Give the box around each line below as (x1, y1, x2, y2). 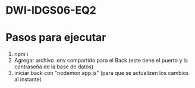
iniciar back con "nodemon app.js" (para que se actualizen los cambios (14, 70, 189, 77)
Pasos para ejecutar (5, 31, 106, 45)
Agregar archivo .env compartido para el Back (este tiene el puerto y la (14, 57, 188, 64)
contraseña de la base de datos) (14, 63, 94, 70)
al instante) (14, 76, 42, 83)
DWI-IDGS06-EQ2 (5, 4, 96, 17)
